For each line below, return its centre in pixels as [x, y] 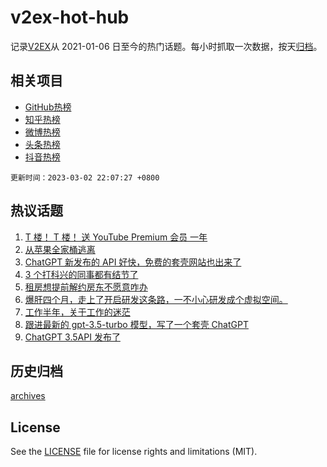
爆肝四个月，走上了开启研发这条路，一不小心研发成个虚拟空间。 [156, 299]
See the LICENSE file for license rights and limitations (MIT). [134, 452]
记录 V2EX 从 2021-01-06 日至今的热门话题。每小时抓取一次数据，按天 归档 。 [166, 46]
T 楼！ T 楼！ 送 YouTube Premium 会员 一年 [116, 237]
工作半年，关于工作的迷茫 [77, 312]
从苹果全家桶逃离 [60, 249]
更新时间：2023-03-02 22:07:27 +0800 [85, 177]
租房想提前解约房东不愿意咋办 [86, 287]
